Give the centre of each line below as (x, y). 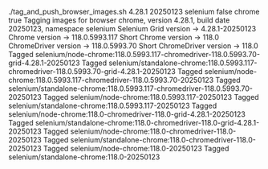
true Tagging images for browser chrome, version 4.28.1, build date (119, 20)
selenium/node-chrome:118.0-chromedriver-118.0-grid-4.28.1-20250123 (127, 114)
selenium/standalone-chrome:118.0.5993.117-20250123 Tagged (113, 105)
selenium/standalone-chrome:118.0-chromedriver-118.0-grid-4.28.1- (147, 123)
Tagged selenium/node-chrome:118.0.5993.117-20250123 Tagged (151, 97)
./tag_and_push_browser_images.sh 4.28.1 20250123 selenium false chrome (134, 12)
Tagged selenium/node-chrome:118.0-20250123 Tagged (136, 148)
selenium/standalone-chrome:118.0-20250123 (84, 157)
